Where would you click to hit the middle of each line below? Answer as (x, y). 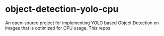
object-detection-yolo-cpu (62, 9)
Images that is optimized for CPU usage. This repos (58, 28)
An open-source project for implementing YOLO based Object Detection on (82, 23)
